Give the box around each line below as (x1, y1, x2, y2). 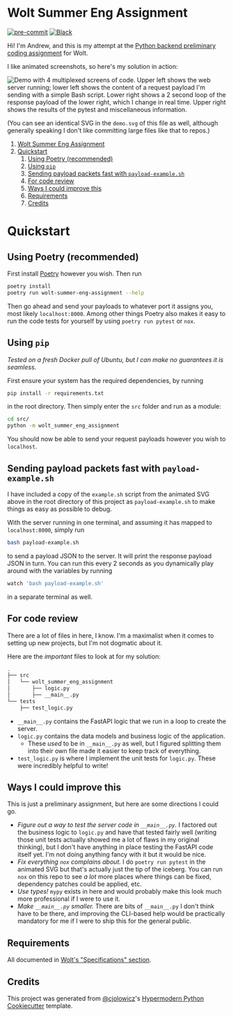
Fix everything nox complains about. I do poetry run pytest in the (17, 858, 207, 866)
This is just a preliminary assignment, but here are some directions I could (7, 800, 219, 808)
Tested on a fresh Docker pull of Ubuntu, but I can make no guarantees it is (7, 355, 224, 363)
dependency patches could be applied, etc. (17, 880, 143, 888)
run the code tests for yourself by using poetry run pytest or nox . (7, 317, 196, 325)
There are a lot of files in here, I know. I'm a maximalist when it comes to (7, 631, 214, 640)
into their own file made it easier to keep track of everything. (27, 746, 201, 755)
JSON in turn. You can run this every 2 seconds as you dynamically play (7, 559, 214, 567)
